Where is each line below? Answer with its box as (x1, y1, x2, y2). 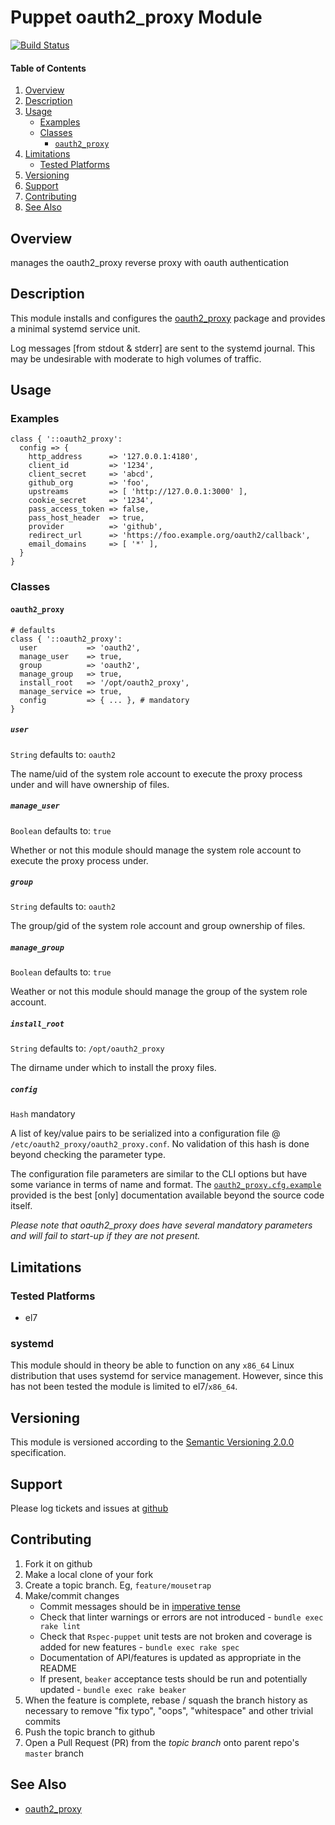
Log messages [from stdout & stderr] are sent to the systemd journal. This (10, 342, 316, 354)
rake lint (39, 1621, 82, 1631)
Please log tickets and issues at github (10, 1502, 169, 1514)
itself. (10, 1200, 33, 1212)
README (39, 1662, 77, 1674)
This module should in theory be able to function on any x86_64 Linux (10, 1359, 295, 1371)
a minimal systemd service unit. (10, 322, 141, 335)
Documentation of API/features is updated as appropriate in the (39, 1651, 302, 1663)
